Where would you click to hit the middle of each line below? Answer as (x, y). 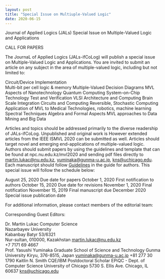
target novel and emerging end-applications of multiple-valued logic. (75, 144)
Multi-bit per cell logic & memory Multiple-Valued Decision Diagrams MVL (80, 88)
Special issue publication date (35, 195)
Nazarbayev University (28, 229)
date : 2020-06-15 (23, 19)
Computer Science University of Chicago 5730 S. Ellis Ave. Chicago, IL (77, 266)
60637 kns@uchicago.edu (32, 271)
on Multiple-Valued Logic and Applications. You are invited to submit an (78, 62)
